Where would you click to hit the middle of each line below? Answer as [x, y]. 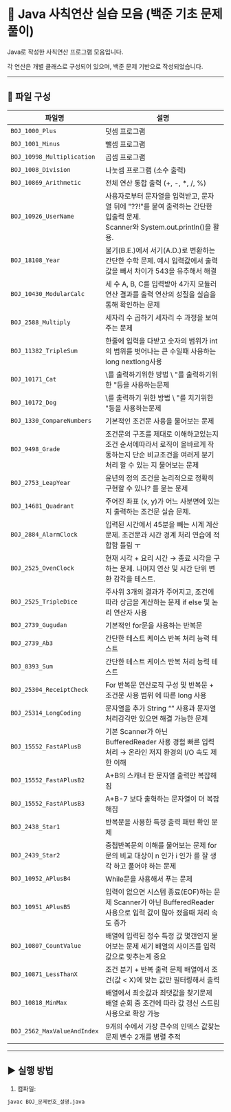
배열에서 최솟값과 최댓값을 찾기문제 [159, 993]
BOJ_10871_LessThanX [44, 974]
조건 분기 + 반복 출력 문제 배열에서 [157, 969]
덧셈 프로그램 [125, 131]
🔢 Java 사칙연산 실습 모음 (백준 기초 [102, 14]
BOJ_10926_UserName [42, 216]
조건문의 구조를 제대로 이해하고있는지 [162, 434]
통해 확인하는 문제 [133, 304]
